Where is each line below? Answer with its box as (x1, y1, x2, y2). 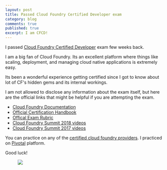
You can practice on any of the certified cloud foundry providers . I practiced (5, 135, 162, 141)
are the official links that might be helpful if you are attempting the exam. (5, 94, 155, 100)
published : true (5, 26, 39, 31)
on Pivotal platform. (5, 140, 45, 146)
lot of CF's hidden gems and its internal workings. (5, 79, 107, 85)
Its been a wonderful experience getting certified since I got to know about (5, 74, 159, 80)
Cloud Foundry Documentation (12, 104, 76, 110)
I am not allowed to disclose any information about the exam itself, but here (5, 89, 160, 95)
